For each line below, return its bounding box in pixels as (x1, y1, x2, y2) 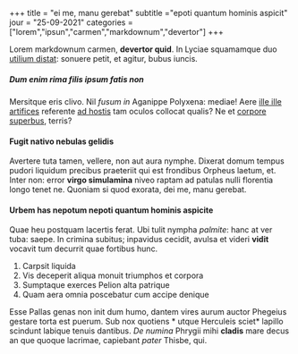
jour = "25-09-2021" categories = (9, 17, 133, 28)
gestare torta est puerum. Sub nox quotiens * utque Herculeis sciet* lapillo (9, 316, 284, 327)
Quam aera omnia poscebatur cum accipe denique (21, 290, 210, 300)
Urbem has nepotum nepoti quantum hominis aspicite (9, 205, 214, 215)
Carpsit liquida (21, 261, 76, 272)
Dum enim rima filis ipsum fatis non (9, 73, 145, 84)
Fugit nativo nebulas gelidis (9, 136, 115, 147)
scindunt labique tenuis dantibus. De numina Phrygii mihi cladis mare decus (9, 325, 289, 336)
